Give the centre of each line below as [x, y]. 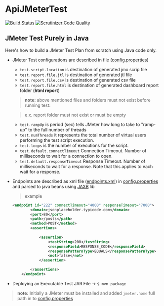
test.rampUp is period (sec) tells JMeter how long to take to [80, 124]
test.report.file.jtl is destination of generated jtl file [76, 75]
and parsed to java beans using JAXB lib [53, 186]
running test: [38, 105]
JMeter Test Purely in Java [47, 38]
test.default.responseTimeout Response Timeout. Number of [82, 161]
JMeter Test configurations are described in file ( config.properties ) [81, 60]
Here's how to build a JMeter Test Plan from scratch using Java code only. [81, 50]
